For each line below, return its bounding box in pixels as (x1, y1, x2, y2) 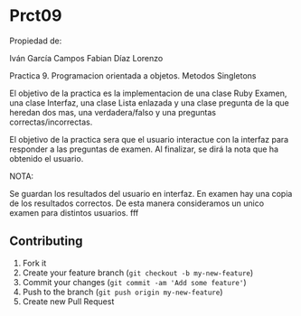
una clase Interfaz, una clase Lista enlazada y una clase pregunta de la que (9, 97, 289, 108)
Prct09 (9, 5, 62, 26)
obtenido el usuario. (9, 153, 84, 163)
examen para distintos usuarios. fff (9, 207, 139, 218)
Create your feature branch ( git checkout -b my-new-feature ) (22, 267, 254, 278)
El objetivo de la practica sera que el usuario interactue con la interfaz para (9, 134, 289, 144)
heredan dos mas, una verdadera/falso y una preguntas (9, 107, 217, 117)
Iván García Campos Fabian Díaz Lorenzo (9, 52, 164, 63)
